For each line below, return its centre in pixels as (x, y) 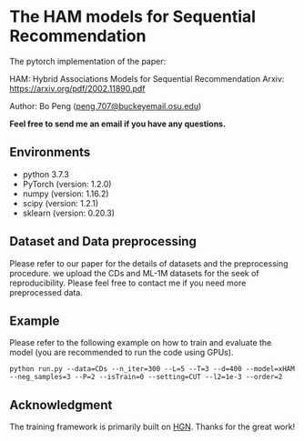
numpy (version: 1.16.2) (66, 194)
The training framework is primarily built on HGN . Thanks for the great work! (152, 427)
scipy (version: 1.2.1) (61, 203)
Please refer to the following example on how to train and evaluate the (141, 343)
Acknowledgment (61, 405)
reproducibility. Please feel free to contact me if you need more (128, 283)
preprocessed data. (46, 292)
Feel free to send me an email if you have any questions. (117, 124)
